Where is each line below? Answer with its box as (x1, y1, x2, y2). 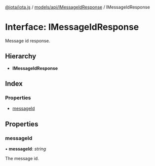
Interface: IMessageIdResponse (5, 22, 139, 33)
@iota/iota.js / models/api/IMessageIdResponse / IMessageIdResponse (5, 4, 150, 10)
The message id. (5, 156, 39, 162)
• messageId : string (5, 146, 46, 152)
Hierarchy (5, 52, 37, 61)
